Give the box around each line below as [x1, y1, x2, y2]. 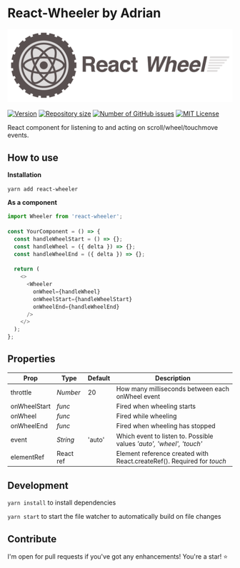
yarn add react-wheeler [7, 186, 79, 193]
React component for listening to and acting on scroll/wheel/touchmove [7, 123, 219, 132]
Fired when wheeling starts [116, 402, 196, 410]
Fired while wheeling [116, 412, 177, 420]
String [56, 435, 75, 444]
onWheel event [116, 392, 161, 400]
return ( [14, 265, 40, 273]
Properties [7, 353, 56, 365]
